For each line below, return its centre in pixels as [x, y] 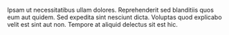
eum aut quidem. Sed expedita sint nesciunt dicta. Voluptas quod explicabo [115, 17]
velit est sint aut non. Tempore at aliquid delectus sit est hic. [93, 24]
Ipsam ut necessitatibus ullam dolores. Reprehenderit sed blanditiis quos [111, 10]
